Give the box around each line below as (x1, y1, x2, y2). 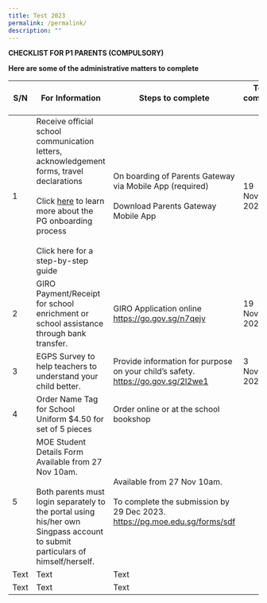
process (36, 225, 67, 237)
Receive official (36, 116, 94, 127)
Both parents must (36, 487, 105, 498)
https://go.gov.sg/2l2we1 (113, 376, 209, 387)
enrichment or (36, 308, 89, 319)
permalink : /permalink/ (8, 19, 87, 27)
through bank (36, 328, 87, 339)
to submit (36, 536, 72, 547)
